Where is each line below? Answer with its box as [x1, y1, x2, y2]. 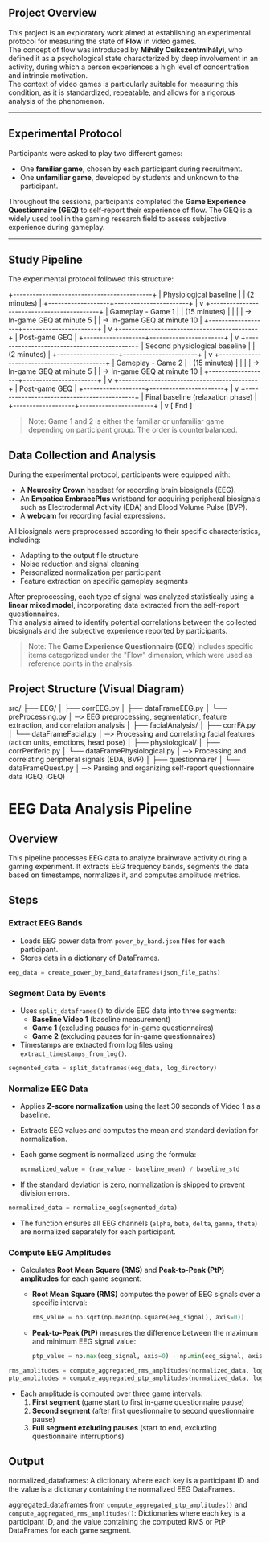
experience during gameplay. [8, 222, 105, 232]
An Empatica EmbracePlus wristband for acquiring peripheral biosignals [19, 494, 261, 503]
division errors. [19, 1188, 71, 1197]
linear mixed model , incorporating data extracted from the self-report [8, 601, 239, 610]
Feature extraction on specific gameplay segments [19, 577, 189, 586]
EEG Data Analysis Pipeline [8, 800, 193, 819]
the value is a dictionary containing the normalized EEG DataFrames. [8, 1484, 235, 1494]
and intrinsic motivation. [8, 70, 88, 80]
